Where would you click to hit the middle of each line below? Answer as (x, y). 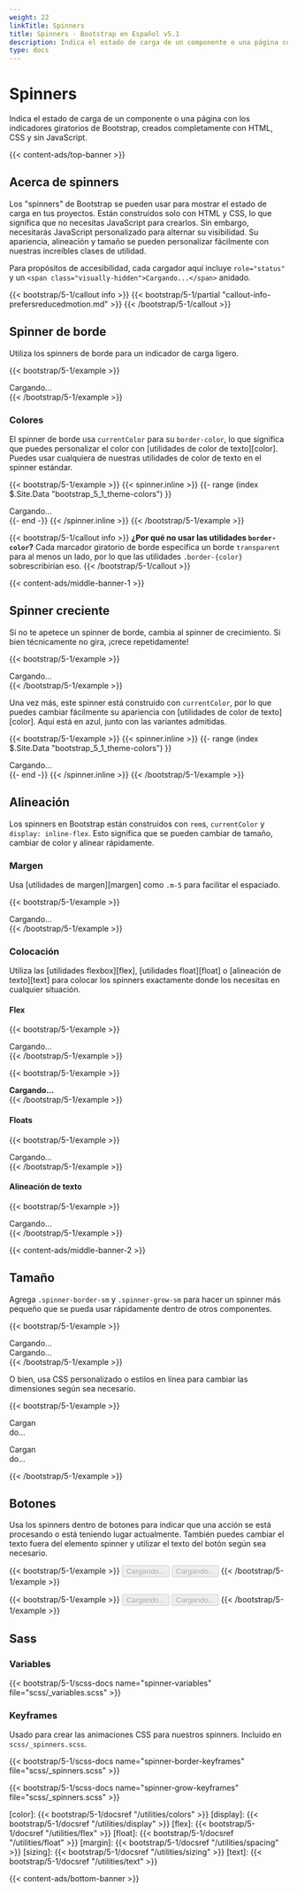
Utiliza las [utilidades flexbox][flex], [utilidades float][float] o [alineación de (145, 971)
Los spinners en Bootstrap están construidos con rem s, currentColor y (137, 824)
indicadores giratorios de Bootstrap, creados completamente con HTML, (141, 128)
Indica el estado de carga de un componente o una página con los (129, 119)
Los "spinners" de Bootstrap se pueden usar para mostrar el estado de (138, 204)
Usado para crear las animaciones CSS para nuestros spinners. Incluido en (145, 1735)
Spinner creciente (60, 611)
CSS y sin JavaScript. (49, 137)
